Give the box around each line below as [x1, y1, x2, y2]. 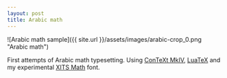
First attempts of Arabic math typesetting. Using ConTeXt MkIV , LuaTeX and [7, 55, 221, 64]
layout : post [7, 10, 45, 17]
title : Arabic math [7, 16, 63, 23]
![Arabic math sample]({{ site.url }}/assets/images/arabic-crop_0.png [7, 35, 202, 43]
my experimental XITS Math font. [7, 63, 101, 71]
